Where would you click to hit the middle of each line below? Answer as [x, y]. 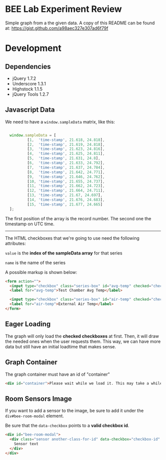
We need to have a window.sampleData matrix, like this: [60, 122]
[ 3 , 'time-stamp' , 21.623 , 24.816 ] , [66, 149]
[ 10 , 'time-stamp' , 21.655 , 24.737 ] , [66, 181]
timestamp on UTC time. [30, 224]
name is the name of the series [35, 263]
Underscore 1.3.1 [29, 83]
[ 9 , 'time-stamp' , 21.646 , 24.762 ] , [66, 177]
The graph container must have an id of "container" [58, 374]
